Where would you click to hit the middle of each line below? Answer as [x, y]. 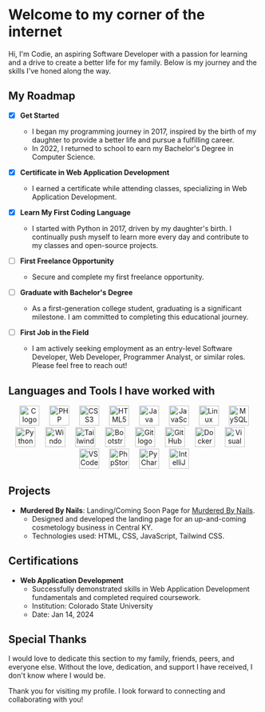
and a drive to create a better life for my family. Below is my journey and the [133, 62]
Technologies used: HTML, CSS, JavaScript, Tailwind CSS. [128, 536]
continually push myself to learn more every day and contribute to [140, 237]
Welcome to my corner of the [107, 15]
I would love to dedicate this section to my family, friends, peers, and [121, 658]
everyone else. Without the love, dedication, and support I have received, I [131, 667]
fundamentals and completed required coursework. [116, 597]
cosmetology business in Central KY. [92, 527]
